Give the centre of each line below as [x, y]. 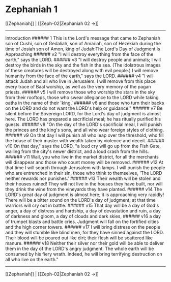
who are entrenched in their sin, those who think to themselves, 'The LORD [84, 173]
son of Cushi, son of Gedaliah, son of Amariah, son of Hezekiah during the [83, 43]
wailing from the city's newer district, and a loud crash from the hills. [77, 151]
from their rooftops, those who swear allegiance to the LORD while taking [82, 97]
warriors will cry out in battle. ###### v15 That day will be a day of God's [82, 205]
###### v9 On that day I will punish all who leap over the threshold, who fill [84, 135]
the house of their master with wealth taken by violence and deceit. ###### [85, 140]
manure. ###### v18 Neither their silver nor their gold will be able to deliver [85, 243]
